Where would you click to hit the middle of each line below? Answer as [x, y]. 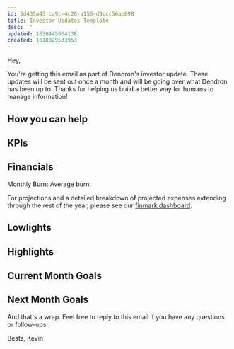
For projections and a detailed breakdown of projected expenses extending [117, 198]
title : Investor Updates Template [58, 21]
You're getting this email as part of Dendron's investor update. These [108, 74]
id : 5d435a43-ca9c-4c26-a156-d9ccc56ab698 [71, 14]
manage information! [38, 97]
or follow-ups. [28, 324]
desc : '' [20, 27]
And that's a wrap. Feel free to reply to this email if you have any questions [116, 316]
